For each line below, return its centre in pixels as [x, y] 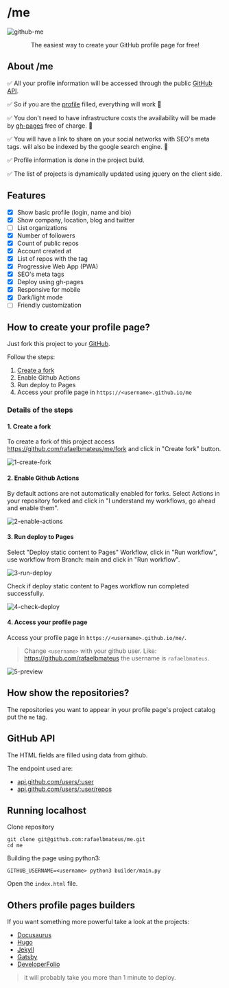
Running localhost [47, 811]
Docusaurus [34, 935]
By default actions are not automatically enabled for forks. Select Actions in [114, 493]
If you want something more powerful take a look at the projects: [98, 922]
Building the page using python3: [54, 858]
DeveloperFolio [38, 964]
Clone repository [31, 827]
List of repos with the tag [52, 258]
